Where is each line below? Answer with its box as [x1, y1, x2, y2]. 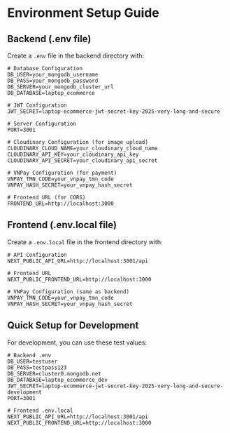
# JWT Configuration [7, 102, 68, 109]
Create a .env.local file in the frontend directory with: [7, 237, 163, 246]
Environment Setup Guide [7, 5, 159, 21]
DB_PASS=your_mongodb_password [7, 77, 99, 84]
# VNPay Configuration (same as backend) [7, 288, 130, 295]
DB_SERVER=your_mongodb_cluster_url [7, 84, 114, 91]
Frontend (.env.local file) [7, 219, 117, 231]
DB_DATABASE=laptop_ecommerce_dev [7, 376, 108, 383]
